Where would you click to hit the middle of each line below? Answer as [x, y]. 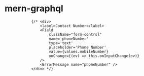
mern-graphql [34, 9]
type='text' [61, 43]
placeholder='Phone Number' [77, 47]
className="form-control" [75, 34]
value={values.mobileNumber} [79, 51]
